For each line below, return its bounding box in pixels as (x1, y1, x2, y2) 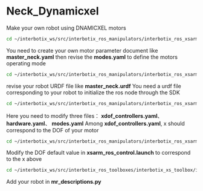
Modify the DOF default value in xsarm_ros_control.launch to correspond (6, 149, 191, 157)
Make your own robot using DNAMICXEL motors (6, 24, 126, 31)
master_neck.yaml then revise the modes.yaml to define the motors (6, 53, 178, 60)
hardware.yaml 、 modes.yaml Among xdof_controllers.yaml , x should (6, 120, 185, 127)
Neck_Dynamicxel (6, 4, 99, 18)
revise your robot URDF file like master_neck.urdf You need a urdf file (6, 82, 181, 89)
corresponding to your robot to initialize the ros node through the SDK (6, 89, 180, 96)
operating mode (6, 59, 47, 67)
